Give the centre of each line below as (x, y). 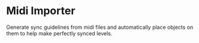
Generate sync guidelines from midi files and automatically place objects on (100, 27)
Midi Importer (41, 11)
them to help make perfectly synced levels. (59, 33)
